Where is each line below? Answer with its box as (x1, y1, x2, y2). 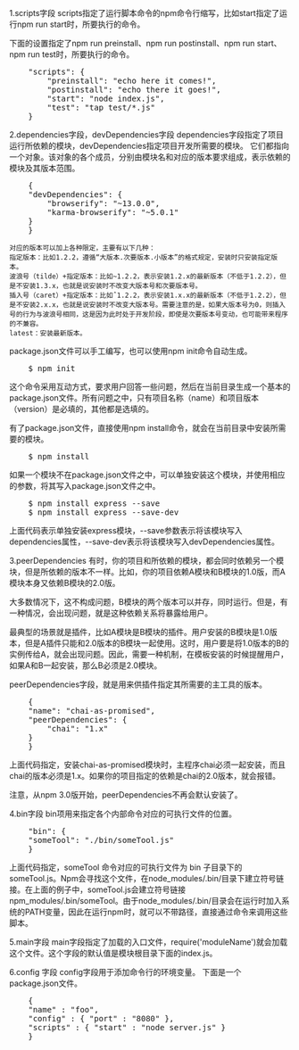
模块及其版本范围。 (9, 163, 80, 173)
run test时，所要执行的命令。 (28, 49, 135, 60)
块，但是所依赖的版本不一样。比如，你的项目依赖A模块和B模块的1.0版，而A (9, 566, 286, 577)
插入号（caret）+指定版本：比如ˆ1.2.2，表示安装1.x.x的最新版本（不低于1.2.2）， (9, 291, 280, 300)
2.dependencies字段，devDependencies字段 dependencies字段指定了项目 (9, 129, 284, 140)
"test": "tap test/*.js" (46, 103, 156, 112)
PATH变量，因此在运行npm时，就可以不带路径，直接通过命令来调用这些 (24, 906, 288, 917)
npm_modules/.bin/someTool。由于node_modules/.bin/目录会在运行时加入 (9, 896, 282, 905)
